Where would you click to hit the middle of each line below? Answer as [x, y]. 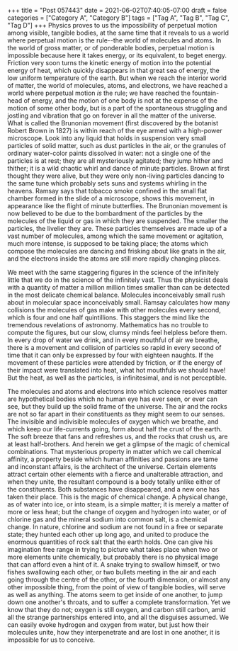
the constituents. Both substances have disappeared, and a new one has [113, 489]
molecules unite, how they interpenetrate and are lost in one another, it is [114, 632]
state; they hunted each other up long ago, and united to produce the [108, 534]
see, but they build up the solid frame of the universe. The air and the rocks [118, 406]
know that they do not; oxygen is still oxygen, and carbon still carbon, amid [117, 610]
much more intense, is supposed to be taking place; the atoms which [108, 243]
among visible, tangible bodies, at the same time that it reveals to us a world [118, 33]
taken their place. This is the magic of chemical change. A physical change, [118, 497]
